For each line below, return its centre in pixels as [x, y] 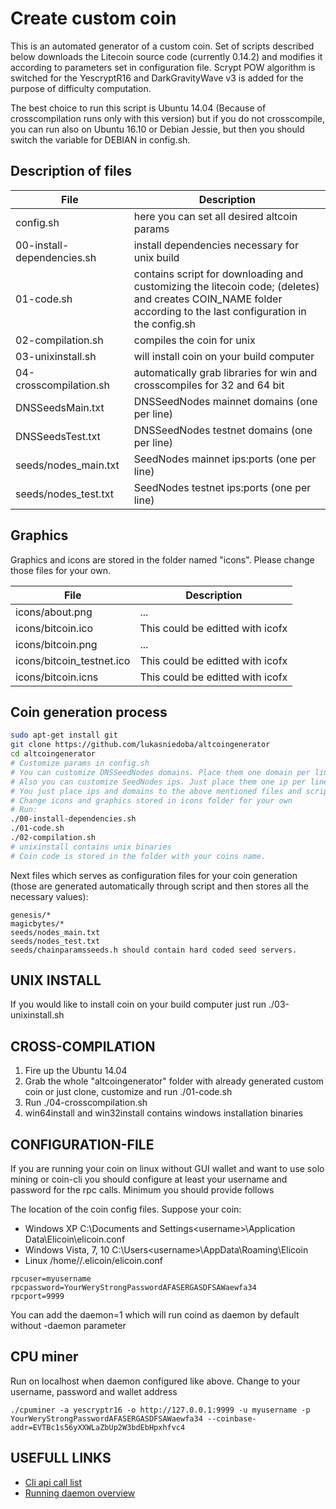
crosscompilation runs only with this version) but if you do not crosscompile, [168, 118]
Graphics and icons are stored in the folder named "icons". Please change [162, 559]
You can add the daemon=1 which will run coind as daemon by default [155, 1315]
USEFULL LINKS [61, 1458]
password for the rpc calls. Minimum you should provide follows [142, 1190]
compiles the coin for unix [194, 340]
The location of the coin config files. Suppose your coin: [126, 1209]
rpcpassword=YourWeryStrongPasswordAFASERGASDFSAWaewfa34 [133, 1288]
